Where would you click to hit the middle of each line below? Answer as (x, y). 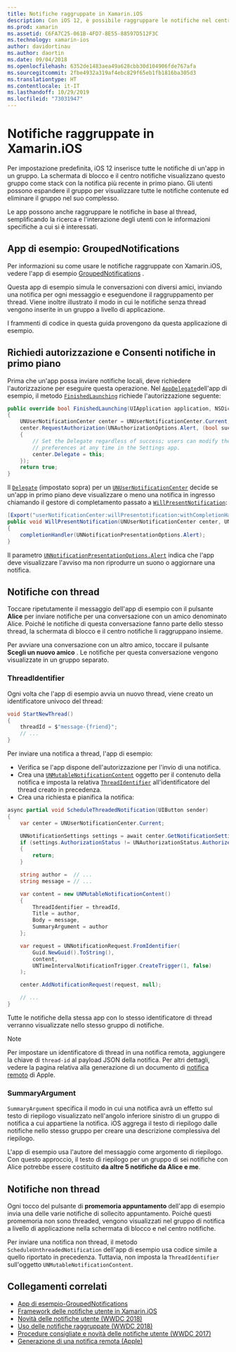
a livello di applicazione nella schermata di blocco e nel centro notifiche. (112, 1229)
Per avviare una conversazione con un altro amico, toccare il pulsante (108, 645)
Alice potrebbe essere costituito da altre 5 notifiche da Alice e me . (104, 1167)
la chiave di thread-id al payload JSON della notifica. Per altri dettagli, (109, 1060)
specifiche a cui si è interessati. (53, 227)
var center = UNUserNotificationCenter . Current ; (92, 823)
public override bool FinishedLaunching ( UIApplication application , (110, 408)
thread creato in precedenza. (59, 790)
